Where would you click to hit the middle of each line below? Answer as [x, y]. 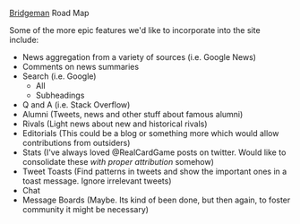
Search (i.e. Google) [59, 76]
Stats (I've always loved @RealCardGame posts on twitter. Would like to [154, 152]
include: [24, 40]
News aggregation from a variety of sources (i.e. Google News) [139, 57]
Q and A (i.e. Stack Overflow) [76, 105]
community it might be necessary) [86, 209]
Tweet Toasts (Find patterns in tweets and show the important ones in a [154, 171]
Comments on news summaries [81, 67]
